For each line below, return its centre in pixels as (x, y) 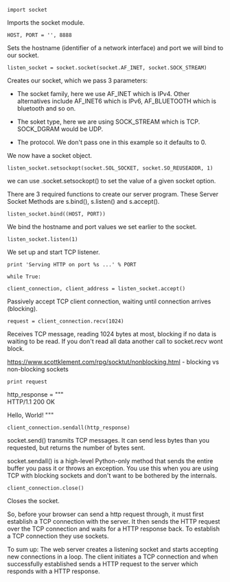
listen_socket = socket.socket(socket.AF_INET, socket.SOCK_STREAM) (107, 68)
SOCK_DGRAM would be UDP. (60, 129)
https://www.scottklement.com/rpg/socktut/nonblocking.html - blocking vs (113, 362)
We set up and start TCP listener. (54, 252)
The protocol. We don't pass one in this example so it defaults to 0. (112, 142)
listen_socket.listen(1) (43, 240)
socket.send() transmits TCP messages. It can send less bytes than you (108, 440)
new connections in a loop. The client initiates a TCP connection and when (113, 557)
